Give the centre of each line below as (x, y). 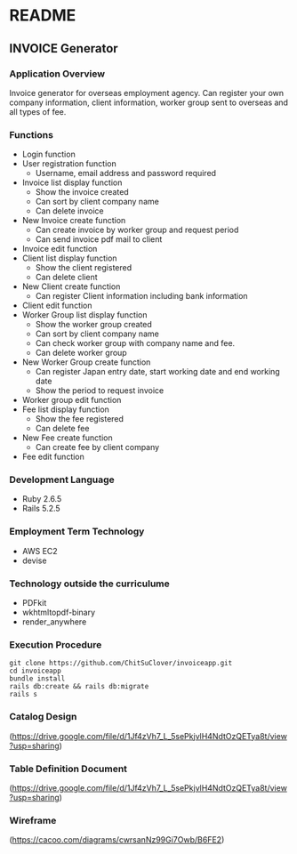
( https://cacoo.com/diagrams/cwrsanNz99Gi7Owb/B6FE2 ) (117, 840)
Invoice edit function (60, 249)
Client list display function (69, 258)
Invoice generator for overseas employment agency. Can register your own (147, 93)
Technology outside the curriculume (90, 584)
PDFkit (34, 603)
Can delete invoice (69, 211)
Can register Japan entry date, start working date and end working (157, 372)
